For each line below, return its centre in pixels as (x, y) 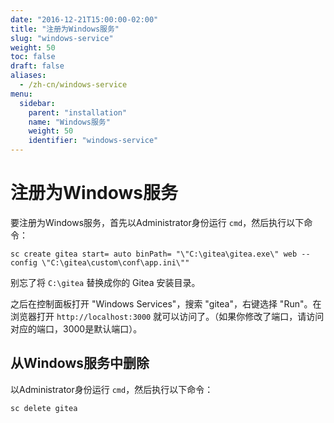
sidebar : (37, 103)
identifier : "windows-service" (93, 141)
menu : (21, 94)
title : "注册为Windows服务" (65, 29)
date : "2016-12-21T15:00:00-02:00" (84, 19)
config (24, 262)
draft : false (37, 66)
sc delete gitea (44, 408)
